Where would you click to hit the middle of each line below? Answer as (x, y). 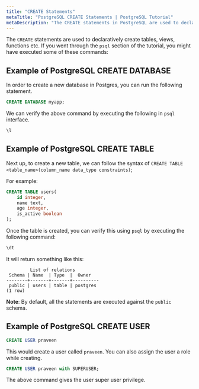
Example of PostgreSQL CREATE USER (78, 327)
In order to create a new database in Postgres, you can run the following (94, 85)
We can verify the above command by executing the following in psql (91, 114)
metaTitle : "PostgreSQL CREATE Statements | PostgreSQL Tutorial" (90, 17)
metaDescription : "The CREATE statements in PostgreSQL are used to (92, 22)
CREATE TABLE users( (32, 192)
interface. (18, 120)
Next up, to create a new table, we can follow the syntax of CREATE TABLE (95, 163)
